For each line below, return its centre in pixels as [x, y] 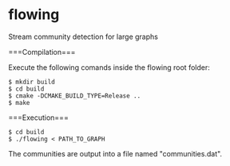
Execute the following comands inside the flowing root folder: [109, 67]
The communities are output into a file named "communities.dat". [115, 153]
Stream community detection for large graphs [83, 37]
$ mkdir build [32, 82]
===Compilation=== [42, 52]
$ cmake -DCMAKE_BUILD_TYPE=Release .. [75, 96]
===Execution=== [39, 118]
